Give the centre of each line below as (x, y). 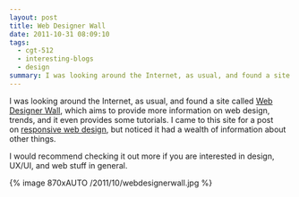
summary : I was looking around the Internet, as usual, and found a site (150, 76)
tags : (19, 42)
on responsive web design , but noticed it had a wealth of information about (148, 129)
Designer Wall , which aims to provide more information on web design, (140, 110)
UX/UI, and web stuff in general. (68, 165)
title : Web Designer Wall (57, 26)
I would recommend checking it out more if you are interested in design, (142, 156)
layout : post (34, 17)
